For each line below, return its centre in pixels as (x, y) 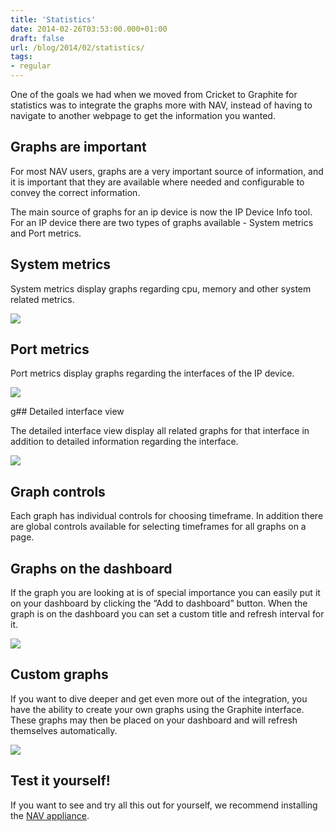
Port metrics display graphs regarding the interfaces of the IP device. (152, 373)
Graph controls (58, 491)
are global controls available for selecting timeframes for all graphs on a (158, 527)
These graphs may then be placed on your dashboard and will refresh (154, 720)
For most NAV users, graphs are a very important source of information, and (167, 171)
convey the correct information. (75, 192)
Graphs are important (78, 147)
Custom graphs (59, 674)
